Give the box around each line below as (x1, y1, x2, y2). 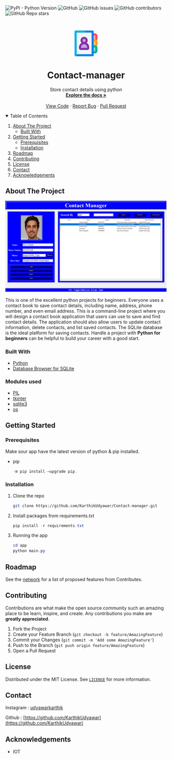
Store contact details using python (50, 86, 122, 93)
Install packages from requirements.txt (12, 512, 95, 519)
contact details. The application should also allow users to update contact (5, 319, 161, 325)
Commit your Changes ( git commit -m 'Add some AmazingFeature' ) (12, 637, 155, 643)
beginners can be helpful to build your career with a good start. (5, 335, 140, 341)
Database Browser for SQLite (12, 365, 74, 371)
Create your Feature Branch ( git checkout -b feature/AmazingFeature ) (12, 631, 163, 637)
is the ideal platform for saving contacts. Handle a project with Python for (5, 330, 161, 336)
